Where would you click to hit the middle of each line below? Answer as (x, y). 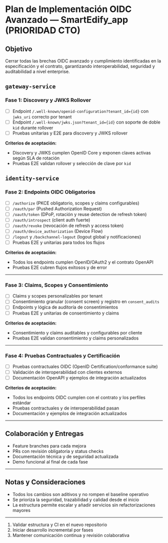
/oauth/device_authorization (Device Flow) (57, 231)
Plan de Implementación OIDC (68, 9)
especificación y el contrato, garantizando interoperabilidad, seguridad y (80, 66)
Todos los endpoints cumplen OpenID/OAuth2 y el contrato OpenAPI (83, 262)
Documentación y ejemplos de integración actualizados (70, 413)
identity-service (32, 178)
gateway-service (30, 87)
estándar (21, 403)
